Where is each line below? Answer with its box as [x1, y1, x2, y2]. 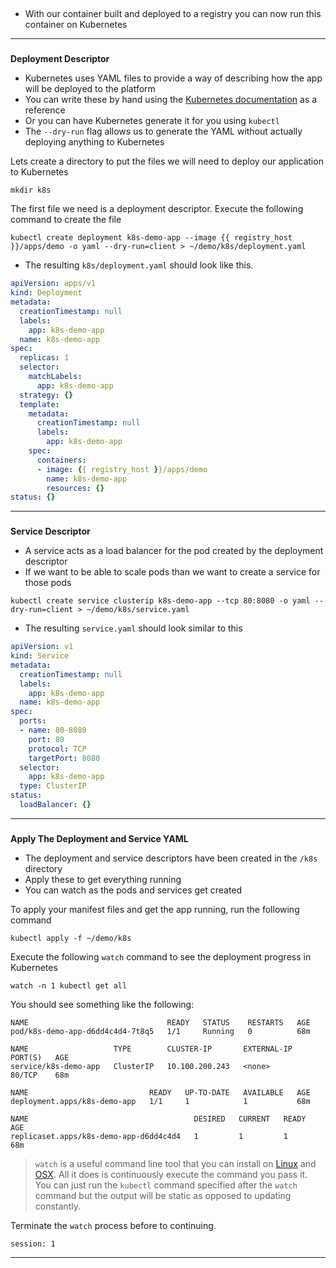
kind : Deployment [10, 288, 83, 298]
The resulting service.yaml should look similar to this [24, 622, 243, 634]
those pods [24, 577, 72, 589]
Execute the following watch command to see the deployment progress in [10, 950, 312, 963]
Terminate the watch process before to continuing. [10, 1219, 217, 1231]
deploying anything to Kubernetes [24, 136, 165, 148]
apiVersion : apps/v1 [10, 279, 97, 289]
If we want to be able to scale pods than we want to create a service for [24, 566, 321, 578]
